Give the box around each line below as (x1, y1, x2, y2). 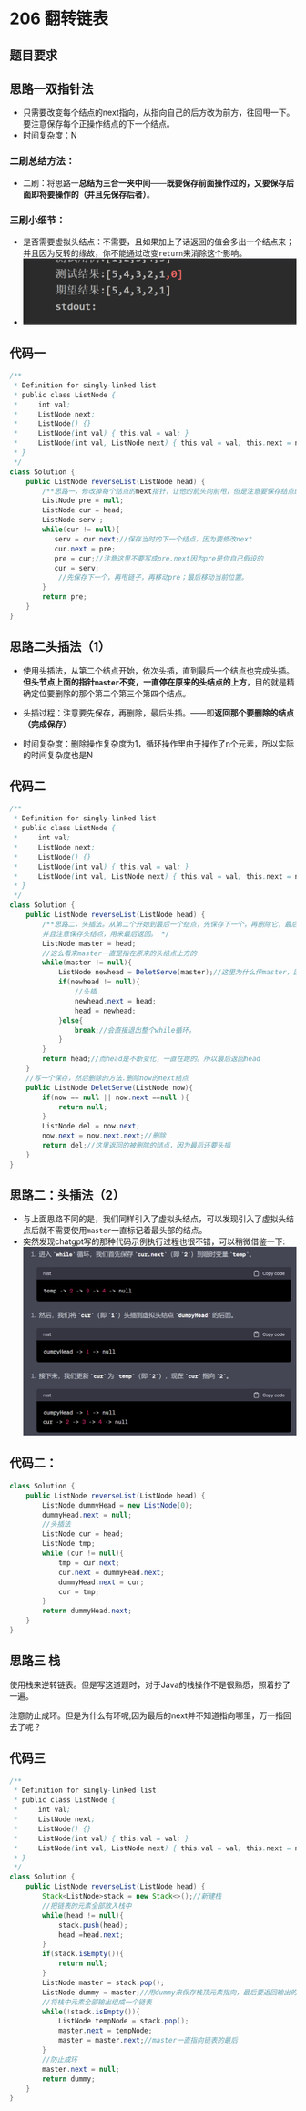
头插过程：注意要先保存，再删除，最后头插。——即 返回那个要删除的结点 (22, 707, 294, 718)
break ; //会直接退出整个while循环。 (74, 1025, 196, 1035)
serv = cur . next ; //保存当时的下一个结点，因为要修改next (54, 534, 253, 543)
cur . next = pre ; (54, 544, 117, 553)
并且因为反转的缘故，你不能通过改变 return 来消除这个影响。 (22, 247, 248, 258)
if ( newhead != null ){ (57, 977, 141, 987)
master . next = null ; (42, 2065, 120, 2074)
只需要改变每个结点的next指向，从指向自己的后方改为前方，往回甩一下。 (22, 107, 295, 118)
